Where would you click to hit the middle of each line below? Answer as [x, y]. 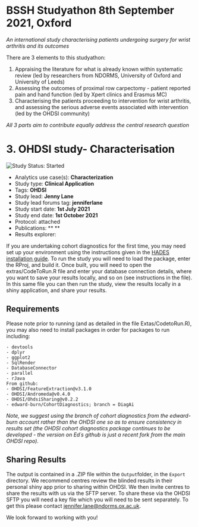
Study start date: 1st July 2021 [52, 209]
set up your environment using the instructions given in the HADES [88, 252]
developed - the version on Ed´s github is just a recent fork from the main [96, 434]
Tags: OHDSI [31, 190]
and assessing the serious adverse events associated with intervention [101, 107]
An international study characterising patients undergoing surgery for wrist [98, 39]
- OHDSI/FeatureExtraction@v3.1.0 [49, 389]
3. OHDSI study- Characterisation [91, 149]
